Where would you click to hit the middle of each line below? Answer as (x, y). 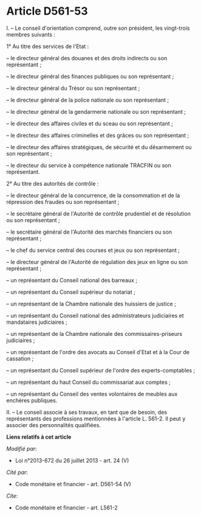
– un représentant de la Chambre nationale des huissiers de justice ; (91, 304)
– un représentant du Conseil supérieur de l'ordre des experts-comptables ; (101, 370)
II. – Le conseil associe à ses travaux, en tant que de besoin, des (87, 412)
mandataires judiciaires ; (37, 322)
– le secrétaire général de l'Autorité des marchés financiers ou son (89, 232)
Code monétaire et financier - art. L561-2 (66, 507)
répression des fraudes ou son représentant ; (63, 201)
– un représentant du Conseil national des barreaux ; (72, 280)
